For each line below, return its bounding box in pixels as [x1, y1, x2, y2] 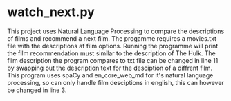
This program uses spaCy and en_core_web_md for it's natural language [7, 71, 214, 80]
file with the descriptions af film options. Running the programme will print [7, 42, 219, 50]
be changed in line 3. [7, 86, 67, 94]
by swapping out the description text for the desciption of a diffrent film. [7, 64, 213, 72]
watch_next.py [7, 4, 95, 20]
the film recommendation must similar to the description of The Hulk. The [7, 49, 216, 57]
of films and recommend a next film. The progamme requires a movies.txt [7, 34, 216, 42]
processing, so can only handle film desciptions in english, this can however [7, 78, 225, 86]
